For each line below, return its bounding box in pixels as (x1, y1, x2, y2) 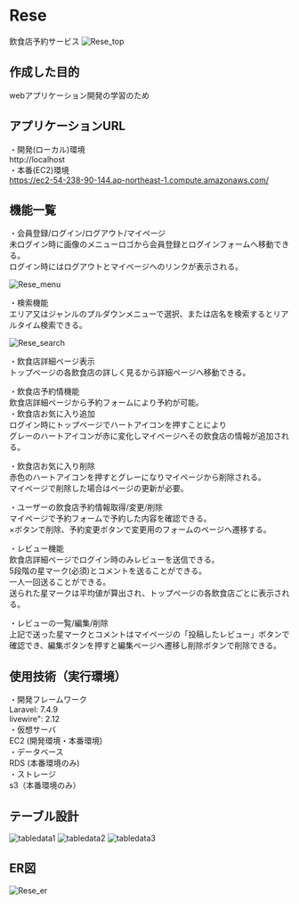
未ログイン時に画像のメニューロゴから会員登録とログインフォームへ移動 (9, 239, 274, 250)
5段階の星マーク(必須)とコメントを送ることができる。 (9, 565, 207, 576)
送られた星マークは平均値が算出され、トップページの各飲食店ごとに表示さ (9, 588, 282, 598)
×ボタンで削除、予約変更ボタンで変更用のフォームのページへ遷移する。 (9, 524, 271, 535)
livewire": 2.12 (9, 714, 61, 725)
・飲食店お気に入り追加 (9, 408, 95, 419)
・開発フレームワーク (9, 694, 87, 705)
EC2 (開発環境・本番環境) (9, 736, 103, 746)
